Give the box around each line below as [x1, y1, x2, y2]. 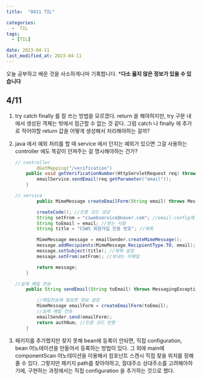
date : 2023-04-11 [6, 47, 50, 54]
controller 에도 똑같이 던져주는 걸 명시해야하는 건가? [14, 147, 138, 155]
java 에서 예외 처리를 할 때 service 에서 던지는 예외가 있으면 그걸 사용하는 [14, 139, 188, 147]
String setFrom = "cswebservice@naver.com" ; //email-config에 [37, 215, 195, 221]
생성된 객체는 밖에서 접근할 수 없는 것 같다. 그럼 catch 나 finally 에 [26, 120, 182, 127]
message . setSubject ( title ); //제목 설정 [37, 248, 134, 254]
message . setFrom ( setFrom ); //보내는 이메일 [37, 253, 140, 259]
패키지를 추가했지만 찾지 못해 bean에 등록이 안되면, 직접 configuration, [14, 337, 182, 344]
